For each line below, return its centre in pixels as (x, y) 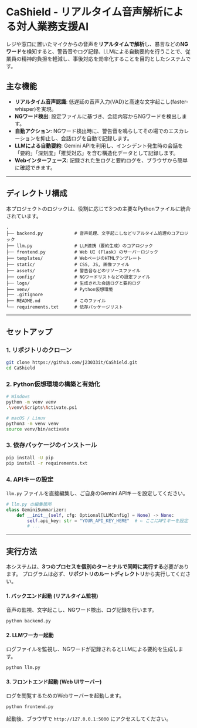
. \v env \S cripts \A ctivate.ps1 (42, 408)
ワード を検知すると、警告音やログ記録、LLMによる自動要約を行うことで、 (96, 51)
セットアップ (29, 332)
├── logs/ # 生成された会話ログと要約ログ (73, 283)
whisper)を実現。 (35, 109)
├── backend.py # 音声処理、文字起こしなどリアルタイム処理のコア (93, 233)
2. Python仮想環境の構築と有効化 (53, 384)
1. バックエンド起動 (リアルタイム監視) (52, 595)
